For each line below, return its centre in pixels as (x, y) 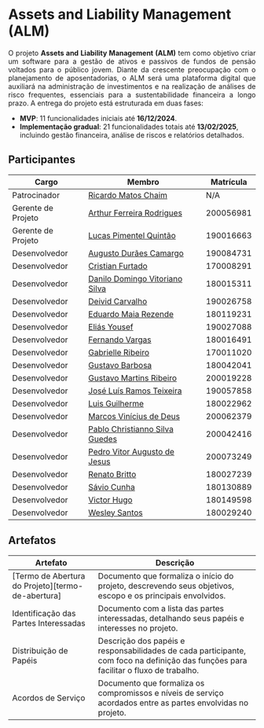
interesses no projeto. (138, 628)
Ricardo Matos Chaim (128, 195)
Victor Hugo (110, 499)
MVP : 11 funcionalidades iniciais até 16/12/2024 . (98, 118)
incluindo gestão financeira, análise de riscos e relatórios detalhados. (132, 134)
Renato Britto (112, 474)
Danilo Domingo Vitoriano (136, 278)
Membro (143, 182)
